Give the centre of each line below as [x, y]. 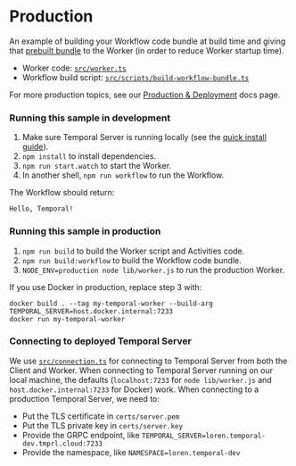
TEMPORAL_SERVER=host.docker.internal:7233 [91, 311]
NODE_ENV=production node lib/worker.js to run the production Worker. [153, 270]
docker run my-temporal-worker [67, 319]
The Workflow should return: [62, 193]
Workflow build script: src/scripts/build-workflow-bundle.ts [136, 77]
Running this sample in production [85, 231]
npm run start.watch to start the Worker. [97, 166]
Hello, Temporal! [41, 209]
